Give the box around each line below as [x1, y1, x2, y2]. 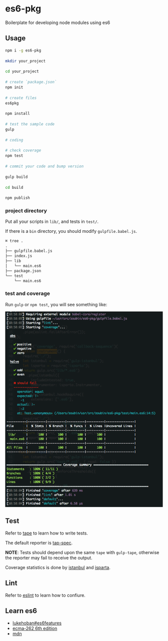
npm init [5, 84, 23, 90]
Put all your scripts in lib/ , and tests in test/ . [5, 218, 99, 225]
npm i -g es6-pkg [5, 48, 41, 53]
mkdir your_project [5, 58, 46, 63]
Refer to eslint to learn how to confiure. [5, 592, 86, 598]
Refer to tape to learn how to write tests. [5, 530, 88, 536]
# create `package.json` [5, 79, 57, 84]
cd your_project [5, 69, 39, 74]
